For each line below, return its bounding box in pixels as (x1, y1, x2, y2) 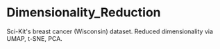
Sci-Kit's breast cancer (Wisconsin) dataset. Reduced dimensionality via (6, 27, 213, 35)
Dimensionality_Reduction (6, 5, 161, 20)
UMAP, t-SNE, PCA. (6, 34, 63, 42)
